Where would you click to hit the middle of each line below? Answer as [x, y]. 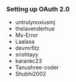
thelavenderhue [35, 29]
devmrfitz [27, 48]
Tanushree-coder [37, 67]
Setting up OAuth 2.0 [38, 9]
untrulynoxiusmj [35, 22]
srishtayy [26, 55]
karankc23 [29, 61]
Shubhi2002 [31, 74]
